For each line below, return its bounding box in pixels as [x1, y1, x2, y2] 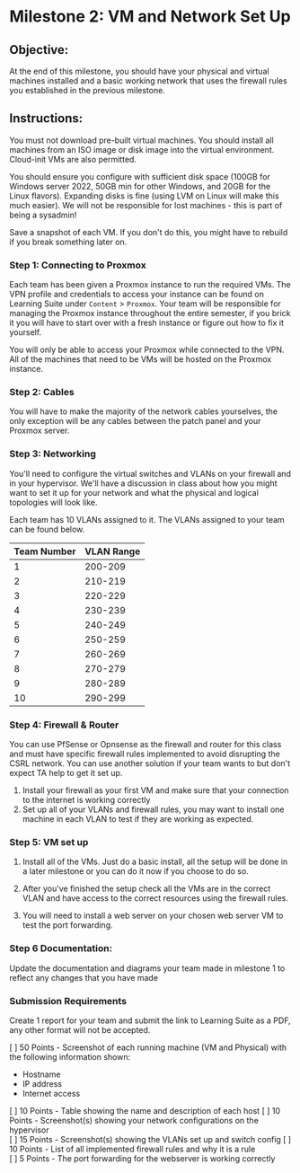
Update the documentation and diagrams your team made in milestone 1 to [9, 963, 286, 974]
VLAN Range [84, 545, 141, 558]
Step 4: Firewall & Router [9, 719, 119, 731]
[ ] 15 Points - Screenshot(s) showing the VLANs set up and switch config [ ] [9, 1133, 292, 1144]
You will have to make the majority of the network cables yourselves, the [9, 406, 278, 417]
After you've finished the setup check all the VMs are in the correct [22, 883, 271, 895]
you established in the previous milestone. [9, 85, 166, 95]
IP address [22, 1078, 63, 1089]
